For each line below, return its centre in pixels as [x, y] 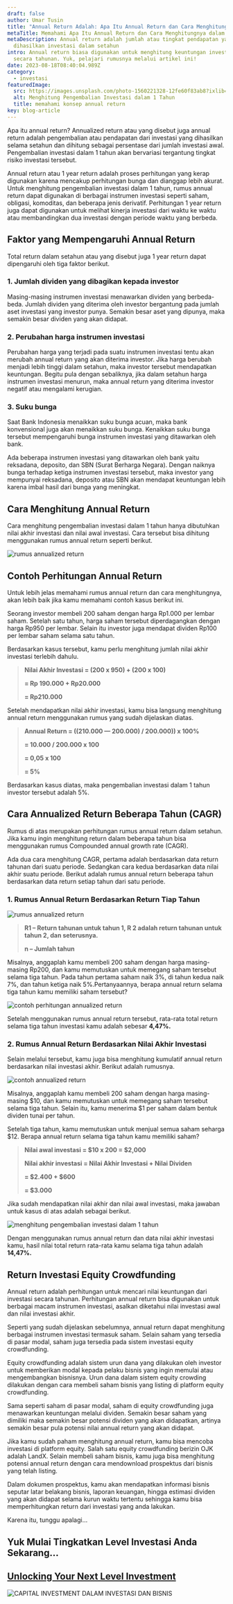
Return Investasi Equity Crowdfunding [92, 1275]
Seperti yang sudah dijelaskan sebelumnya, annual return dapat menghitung [116, 1327]
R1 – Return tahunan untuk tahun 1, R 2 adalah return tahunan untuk [123, 928]
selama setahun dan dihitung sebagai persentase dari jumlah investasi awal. [116, 145]
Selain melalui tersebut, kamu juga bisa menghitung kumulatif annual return [115, 1059]
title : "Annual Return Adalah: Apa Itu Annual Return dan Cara [101, 26]
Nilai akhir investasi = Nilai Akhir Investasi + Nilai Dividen [108, 1163]
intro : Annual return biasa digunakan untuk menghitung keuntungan [107, 53]
